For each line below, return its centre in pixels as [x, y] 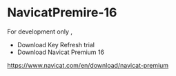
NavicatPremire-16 [62, 13]
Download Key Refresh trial [56, 45]
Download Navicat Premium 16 [61, 52]
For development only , [40, 31]
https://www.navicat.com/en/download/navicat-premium [88, 65]
